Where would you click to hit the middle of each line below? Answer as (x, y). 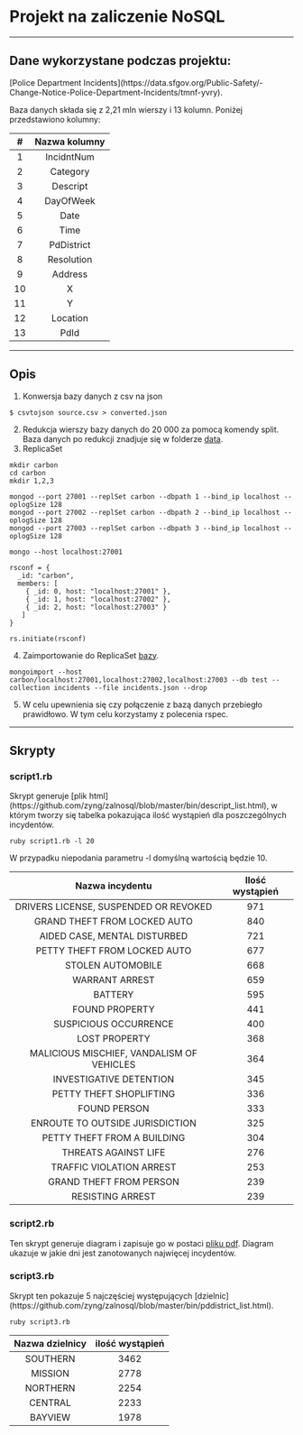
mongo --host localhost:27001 (66, 552)
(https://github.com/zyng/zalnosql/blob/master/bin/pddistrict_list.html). (142, 1305)
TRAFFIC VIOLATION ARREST (114, 1167)
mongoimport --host (46, 672)
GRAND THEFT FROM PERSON (114, 1182)
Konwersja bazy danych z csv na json (92, 396)
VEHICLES (114, 1064)
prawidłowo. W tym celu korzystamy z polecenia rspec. (125, 713)
